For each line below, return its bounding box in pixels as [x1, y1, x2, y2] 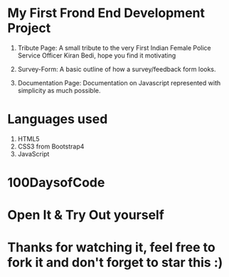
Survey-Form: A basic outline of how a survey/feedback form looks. [17, 65, 216, 73]
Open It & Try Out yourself [7, 207, 165, 223]
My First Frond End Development [7, 5, 205, 21]
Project [7, 20, 51, 36]
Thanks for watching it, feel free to [7, 239, 215, 256]
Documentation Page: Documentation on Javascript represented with [17, 78, 221, 87]
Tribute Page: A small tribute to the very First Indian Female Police [17, 43, 211, 52]
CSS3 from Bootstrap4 [17, 142, 85, 151]
